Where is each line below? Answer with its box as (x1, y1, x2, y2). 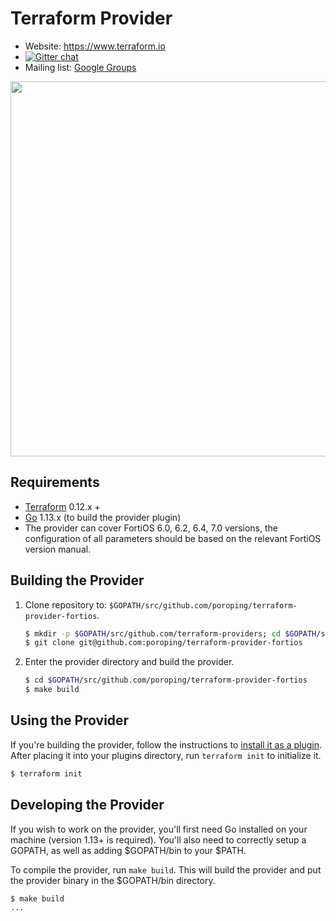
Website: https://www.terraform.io (24, 40, 166, 52)
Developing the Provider (10, 797, 165, 814)
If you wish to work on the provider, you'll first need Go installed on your (10, 823, 308, 835)
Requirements (10, 474, 100, 491)
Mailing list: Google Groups (24, 61, 137, 73)
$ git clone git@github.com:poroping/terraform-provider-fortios (24, 638, 303, 648)
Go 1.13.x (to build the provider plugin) (24, 511, 182, 523)
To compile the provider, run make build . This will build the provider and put (10, 863, 322, 876)
